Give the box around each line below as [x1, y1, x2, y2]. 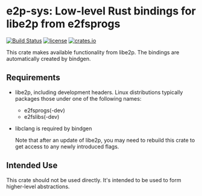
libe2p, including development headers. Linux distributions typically [14, 89, 183, 96]
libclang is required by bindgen [14, 125, 92, 132]
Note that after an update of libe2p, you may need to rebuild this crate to [14, 136, 195, 144]
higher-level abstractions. [6, 183, 70, 190]
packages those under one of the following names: [14, 95, 142, 102]
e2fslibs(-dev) [24, 113, 60, 120]
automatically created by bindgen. [6, 55, 91, 62]
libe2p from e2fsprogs [6, 17, 121, 31]
